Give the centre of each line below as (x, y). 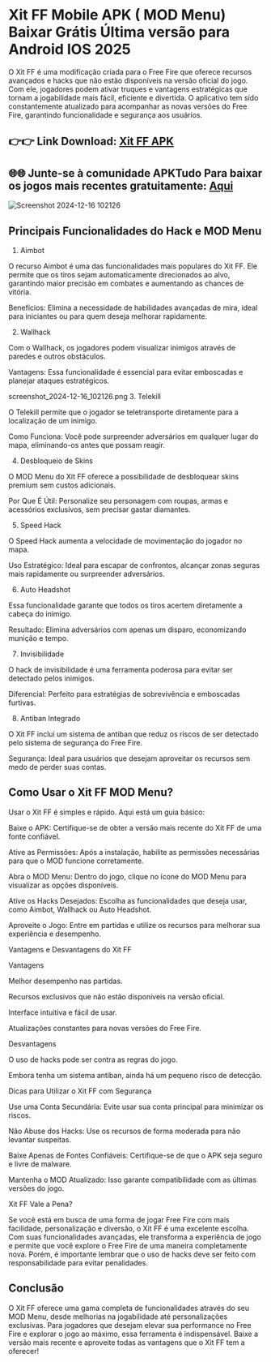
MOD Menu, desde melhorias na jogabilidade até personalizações (118, 1317)
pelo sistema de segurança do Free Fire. (76, 742)
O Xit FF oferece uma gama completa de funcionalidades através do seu (129, 1308)
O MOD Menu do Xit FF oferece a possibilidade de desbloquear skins (124, 476)
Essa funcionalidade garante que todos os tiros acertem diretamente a (125, 605)
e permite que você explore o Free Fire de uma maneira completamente (128, 1245)
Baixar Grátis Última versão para (119, 32)
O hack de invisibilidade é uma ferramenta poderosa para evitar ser (121, 669)
